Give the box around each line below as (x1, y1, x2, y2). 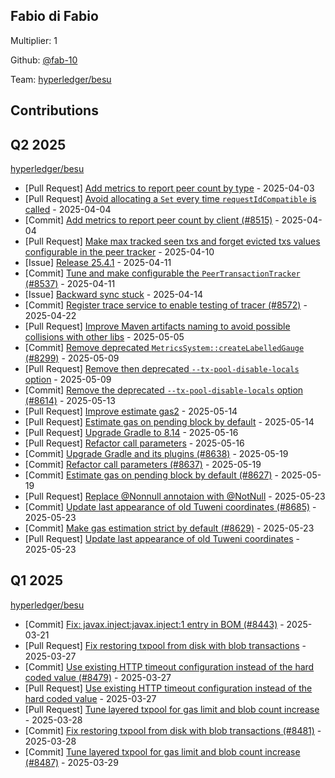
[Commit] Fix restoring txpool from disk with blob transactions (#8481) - (24, 724, 322, 736)
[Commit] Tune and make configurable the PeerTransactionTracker (24, 267, 301, 279)
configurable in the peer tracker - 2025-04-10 (24, 246, 215, 258)
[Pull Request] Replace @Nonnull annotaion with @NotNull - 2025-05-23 (24, 490, 326, 503)
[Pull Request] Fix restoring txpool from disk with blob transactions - (24, 639, 307, 651)
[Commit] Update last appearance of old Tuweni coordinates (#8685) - (24, 501, 317, 513)
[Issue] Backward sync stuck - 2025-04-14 (24, 289, 203, 301)
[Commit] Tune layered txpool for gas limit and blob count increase (24, 745, 301, 758)
